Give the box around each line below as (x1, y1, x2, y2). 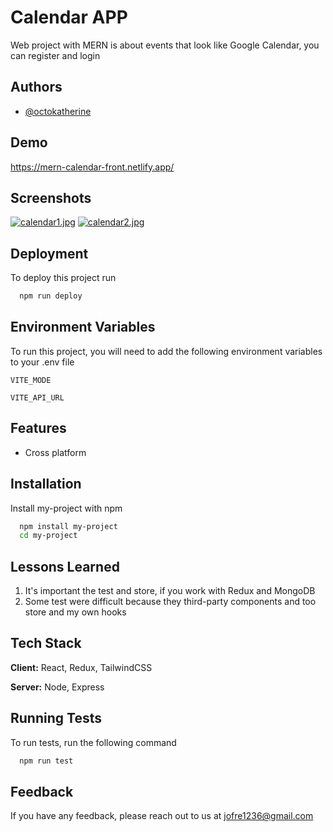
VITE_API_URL (10, 392, 65, 403)
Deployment (10, 245, 89, 262)
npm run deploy (19, 291, 83, 301)
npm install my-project (19, 521, 118, 531)
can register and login (10, 49, 101, 61)
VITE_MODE (10, 375, 52, 385)
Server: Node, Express (10, 681, 105, 693)
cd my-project (19, 531, 78, 541)
